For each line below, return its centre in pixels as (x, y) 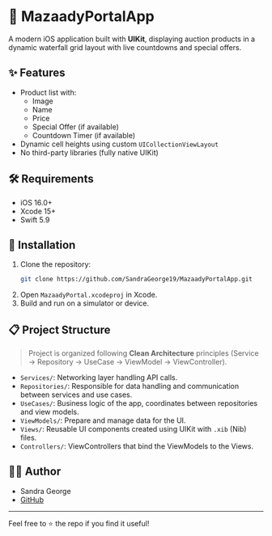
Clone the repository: (55, 264)
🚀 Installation (42, 245)
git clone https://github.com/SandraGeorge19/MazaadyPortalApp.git (136, 279)
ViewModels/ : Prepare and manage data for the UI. (103, 420)
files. (28, 438)
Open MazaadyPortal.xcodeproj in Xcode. (89, 295)
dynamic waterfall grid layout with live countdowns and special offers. (125, 47)
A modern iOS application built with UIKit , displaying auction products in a (132, 39)
